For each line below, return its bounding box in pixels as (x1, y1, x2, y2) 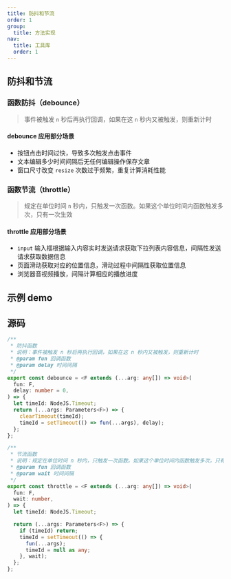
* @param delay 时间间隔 (10, 361, 78, 368)
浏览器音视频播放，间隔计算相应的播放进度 (16, 270, 138, 278)
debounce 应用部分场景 (7, 132, 74, 140)
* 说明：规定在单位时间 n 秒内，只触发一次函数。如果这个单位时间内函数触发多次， (10, 457, 215, 465)
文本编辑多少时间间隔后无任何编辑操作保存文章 (16, 157, 150, 165)
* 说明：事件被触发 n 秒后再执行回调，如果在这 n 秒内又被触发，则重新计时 (10, 349, 199, 356)
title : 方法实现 (13, 29, 56, 36)
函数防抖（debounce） (7, 98, 85, 107)
